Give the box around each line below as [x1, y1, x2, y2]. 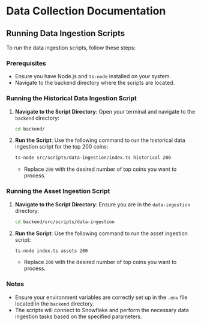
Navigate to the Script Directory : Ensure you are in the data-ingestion [14, 200, 191, 208]
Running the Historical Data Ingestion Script [6, 94, 137, 103]
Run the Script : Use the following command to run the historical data [14, 137, 185, 144]
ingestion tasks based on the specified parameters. [14, 313, 142, 320]
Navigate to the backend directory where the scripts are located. [14, 79, 175, 87]
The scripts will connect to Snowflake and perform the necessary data [14, 306, 189, 313]
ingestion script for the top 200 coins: [14, 143, 109, 150]
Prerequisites [6, 59, 46, 67]
